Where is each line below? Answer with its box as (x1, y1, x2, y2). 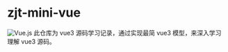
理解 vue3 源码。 (7, 37, 56, 46)
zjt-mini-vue (7, 5, 81, 21)
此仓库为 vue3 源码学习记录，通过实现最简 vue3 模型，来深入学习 (33, 28, 222, 37)
